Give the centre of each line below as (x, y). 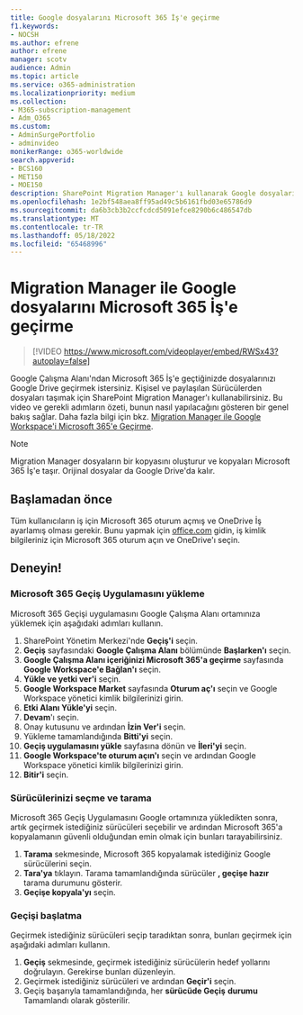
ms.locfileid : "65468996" (58, 244)
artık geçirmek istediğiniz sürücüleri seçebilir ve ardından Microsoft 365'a (147, 827)
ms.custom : (31, 127)
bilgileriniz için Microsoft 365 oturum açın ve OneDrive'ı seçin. (125, 540)
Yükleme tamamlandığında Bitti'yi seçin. (98, 736)
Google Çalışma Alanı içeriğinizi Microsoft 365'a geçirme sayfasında (153, 659)
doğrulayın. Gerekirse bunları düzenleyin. (99, 972)
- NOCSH (25, 34)
